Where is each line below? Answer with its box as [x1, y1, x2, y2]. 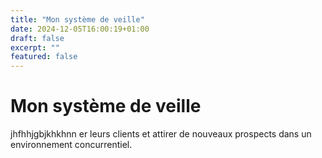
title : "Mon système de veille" [10, 14, 145, 25]
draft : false [10, 33, 65, 43]
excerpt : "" [10, 42, 60, 53]
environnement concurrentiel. [10, 139, 133, 151]
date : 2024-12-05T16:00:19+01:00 [10, 24, 150, 34]
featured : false [10, 52, 78, 62]
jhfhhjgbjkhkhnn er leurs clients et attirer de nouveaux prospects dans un [10, 128, 312, 140]
